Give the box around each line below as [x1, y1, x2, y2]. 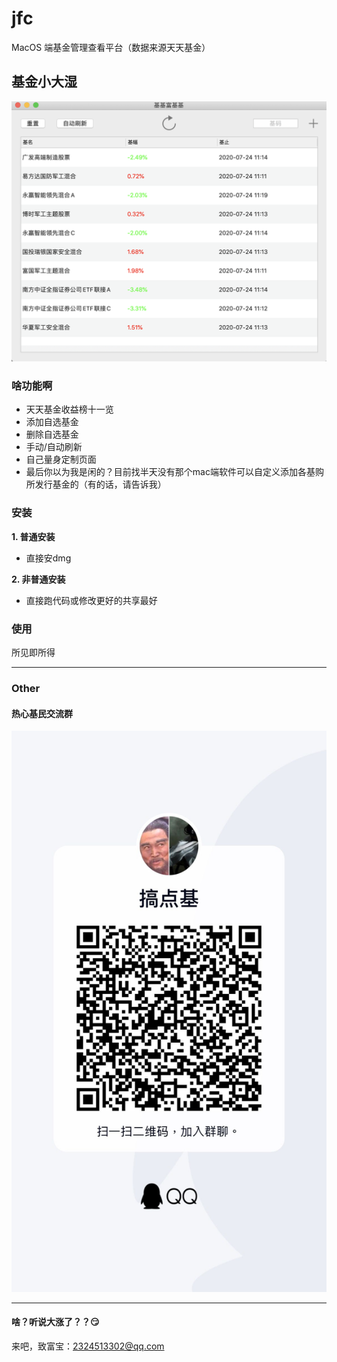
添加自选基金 [25, 416, 79, 428]
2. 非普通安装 [11, 573, 66, 585]
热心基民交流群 [11, 707, 73, 719]
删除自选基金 [25, 428, 79, 441]
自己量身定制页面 [25, 453, 97, 466]
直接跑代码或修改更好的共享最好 [25, 594, 158, 606]
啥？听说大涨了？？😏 [11, 1316, 100, 1328]
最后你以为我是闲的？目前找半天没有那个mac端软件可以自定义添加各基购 [25, 466, 324, 478]
